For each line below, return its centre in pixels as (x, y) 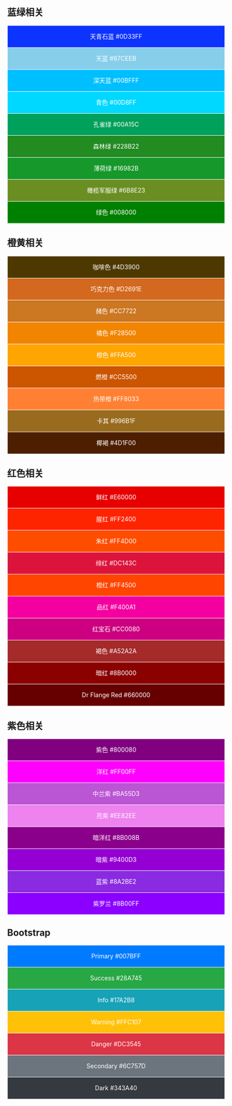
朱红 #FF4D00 (116, 541)
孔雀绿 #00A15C (116, 124)
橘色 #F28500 (116, 332)
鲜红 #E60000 (116, 497)
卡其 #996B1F (116, 421)
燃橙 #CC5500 (116, 376)
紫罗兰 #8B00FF (116, 904)
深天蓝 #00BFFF (116, 80)
